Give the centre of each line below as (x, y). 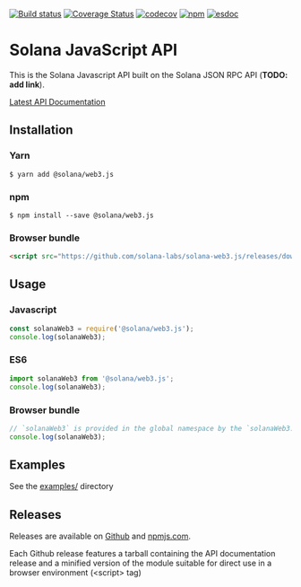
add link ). (27, 84)
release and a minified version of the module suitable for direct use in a (141, 563)
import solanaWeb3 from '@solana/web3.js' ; (92, 378)
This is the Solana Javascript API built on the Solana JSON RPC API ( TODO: (149, 74)
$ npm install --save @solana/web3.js (82, 215)
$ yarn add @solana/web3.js (62, 174)
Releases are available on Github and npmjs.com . (100, 536)
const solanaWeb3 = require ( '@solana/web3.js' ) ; (102, 329)
